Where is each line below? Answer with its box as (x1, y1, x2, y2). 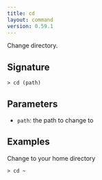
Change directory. (7, 42, 58, 50)
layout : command (7, 16, 53, 23)
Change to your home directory (7, 154, 96, 162)
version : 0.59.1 (7, 23, 53, 29)
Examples (7, 136, 50, 148)
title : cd (7, 10, 36, 17)
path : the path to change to (16, 116, 94, 124)
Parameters (7, 98, 58, 110)
